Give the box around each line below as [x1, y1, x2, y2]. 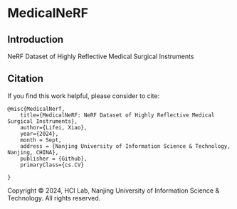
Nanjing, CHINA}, [7, 149, 59, 156]
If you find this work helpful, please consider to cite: [7, 91, 160, 100]
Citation [7, 73, 44, 85]
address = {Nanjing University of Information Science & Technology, [20, 142, 231, 150]
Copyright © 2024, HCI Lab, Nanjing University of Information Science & [7, 186, 220, 195]
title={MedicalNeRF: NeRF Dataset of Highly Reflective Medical [20, 112, 215, 119]
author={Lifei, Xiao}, [20, 124, 88, 131]
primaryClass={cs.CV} [20, 161, 84, 168]
